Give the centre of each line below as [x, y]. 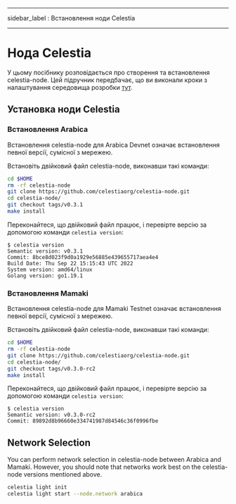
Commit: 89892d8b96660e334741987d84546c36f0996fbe [83, 421]
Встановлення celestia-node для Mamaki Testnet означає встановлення [114, 309]
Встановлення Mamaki [48, 293]
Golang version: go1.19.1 [45, 276]
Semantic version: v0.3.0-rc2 [52, 415]
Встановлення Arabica [48, 129]
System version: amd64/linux [50, 270]
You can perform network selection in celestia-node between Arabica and [114, 460]
